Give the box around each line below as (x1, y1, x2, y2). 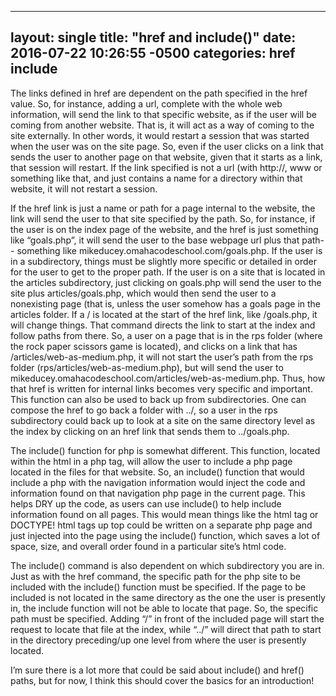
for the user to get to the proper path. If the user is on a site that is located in (10, 266, 326, 278)
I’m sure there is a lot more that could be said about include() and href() (10, 664, 305, 676)
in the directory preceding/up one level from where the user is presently (10, 634, 307, 646)
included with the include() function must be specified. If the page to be (10, 581, 307, 593)
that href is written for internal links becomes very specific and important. (10, 382, 313, 395)
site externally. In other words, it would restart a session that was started (10, 129, 310, 141)
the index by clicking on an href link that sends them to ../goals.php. (10, 425, 290, 437)
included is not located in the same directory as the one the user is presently (10, 591, 326, 603)
